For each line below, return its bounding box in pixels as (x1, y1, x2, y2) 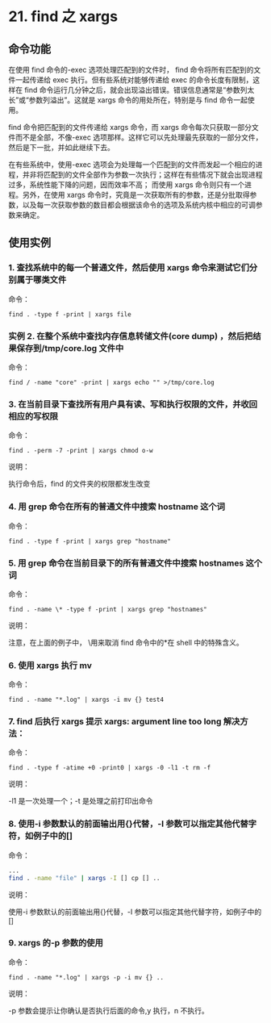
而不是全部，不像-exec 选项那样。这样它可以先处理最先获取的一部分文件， (15, 132, 263, 142)
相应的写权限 (8, 411, 59, 422)
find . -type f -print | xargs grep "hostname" (8, 537, 172, 545)
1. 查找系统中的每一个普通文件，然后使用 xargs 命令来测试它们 (8, 262, 250, 273)
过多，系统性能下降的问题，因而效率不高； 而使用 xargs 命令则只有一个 (8, 180, 245, 190)
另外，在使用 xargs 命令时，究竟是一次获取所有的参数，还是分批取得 (22, 190, 250, 199)
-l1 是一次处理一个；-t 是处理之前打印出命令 (8, 796, 153, 806)
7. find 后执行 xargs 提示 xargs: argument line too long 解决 (8, 716, 240, 727)
